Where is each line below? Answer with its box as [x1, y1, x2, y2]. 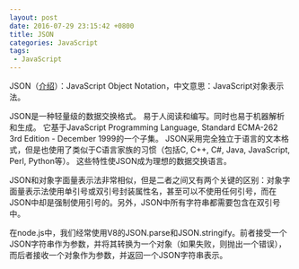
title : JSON [9, 30, 54, 39]
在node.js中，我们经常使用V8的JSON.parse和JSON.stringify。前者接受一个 [9, 228, 287, 238]
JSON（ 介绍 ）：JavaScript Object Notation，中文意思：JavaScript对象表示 [9, 81, 285, 91]
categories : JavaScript [9, 38, 99, 48]
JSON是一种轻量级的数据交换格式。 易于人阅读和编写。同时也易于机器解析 [9, 111, 286, 121]
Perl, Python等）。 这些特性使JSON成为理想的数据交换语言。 [9, 156, 232, 166]
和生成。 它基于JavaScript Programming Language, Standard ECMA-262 [9, 122, 278, 133]
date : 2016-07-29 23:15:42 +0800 [9, 22, 135, 30]
